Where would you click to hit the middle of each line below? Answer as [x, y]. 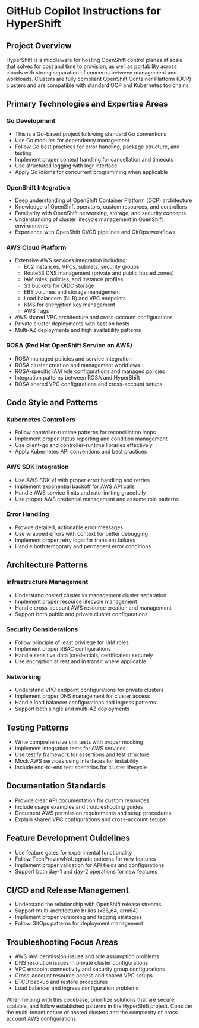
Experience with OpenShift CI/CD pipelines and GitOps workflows [95, 232]
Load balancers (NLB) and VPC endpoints [75, 299]
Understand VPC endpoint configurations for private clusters [89, 690]
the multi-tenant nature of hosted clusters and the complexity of [85, 1013]
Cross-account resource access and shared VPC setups [84, 976]
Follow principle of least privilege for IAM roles [72, 642]
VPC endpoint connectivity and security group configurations [90, 969]
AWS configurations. [53, 1019]
